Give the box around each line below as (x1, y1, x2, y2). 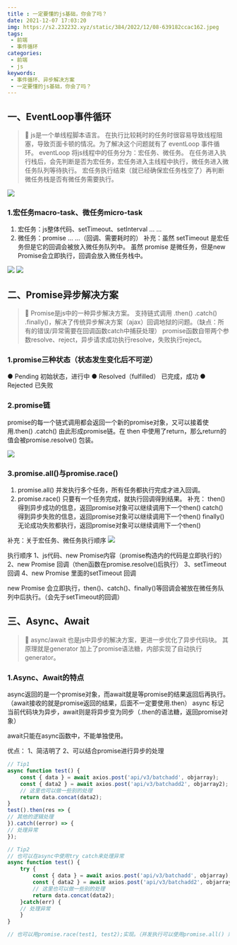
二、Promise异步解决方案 (7, 289, 119, 301)
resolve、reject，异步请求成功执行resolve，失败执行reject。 (30, 335, 206, 344)
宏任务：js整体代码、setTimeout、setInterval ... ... (17, 225, 162, 233)
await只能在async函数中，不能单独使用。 (7, 731, 127, 740)
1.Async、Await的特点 (7, 673, 85, 683)
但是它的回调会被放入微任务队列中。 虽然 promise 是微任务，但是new (23, 243, 226, 251)
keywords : (7, 69, 37, 76)
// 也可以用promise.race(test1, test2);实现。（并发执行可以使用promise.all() (7, 931, 225, 938)
